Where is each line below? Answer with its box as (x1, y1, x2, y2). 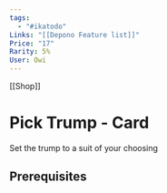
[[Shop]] (9, 81, 41, 91)
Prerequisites (9, 169, 87, 185)
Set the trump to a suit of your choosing (9, 142, 159, 153)
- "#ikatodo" (17, 22, 67, 31)
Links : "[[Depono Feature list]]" (9, 30, 141, 39)
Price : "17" (9, 38, 54, 48)
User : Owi (9, 56, 47, 65)
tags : (9, 13, 30, 23)
